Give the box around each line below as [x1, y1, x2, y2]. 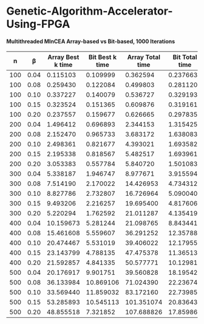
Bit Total [172, 53, 197, 61]
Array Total [127, 53, 161, 61]
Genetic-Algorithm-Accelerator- [6, 4, 173, 18]
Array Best [47, 53, 80, 61]
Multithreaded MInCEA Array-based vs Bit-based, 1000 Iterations [6, 38, 175, 45]
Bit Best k [88, 53, 117, 61]
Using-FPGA [6, 17, 70, 31]
